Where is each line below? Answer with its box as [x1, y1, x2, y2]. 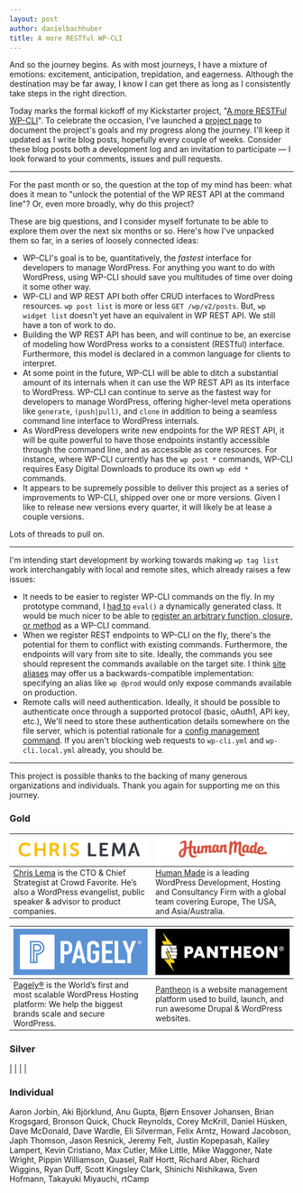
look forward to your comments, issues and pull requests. [9, 153, 224, 164]
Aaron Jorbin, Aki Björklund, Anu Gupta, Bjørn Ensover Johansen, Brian [9, 1106, 274, 1117]
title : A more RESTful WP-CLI [9, 33, 124, 42]
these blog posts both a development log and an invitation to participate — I [9, 144, 291, 155]
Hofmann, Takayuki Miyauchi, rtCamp [9, 1173, 150, 1184]
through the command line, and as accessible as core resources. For [22, 445, 278, 455]
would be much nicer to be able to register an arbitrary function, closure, [22, 610, 293, 621]
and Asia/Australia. [155, 905, 225, 916]
